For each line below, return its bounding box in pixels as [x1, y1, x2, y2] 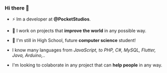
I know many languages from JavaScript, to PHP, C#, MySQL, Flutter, [12, 47, 156, 53]
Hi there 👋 [5, 4, 30, 11]
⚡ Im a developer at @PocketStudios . [12, 16, 91, 22]
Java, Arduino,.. [12, 52, 46, 58]
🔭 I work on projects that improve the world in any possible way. [12, 27, 147, 34]
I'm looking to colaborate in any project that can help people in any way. [12, 62, 162, 68]
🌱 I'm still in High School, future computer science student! [12, 37, 136, 43]
